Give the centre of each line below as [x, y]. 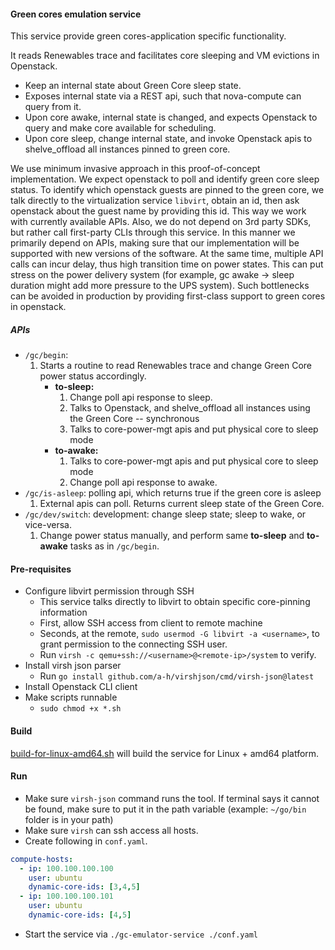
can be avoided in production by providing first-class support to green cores [168, 296]
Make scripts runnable [71, 697]
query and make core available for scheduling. [120, 128]
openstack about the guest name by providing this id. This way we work [158, 211]
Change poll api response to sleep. [141, 397]
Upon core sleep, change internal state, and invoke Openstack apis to [168, 139]
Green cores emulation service [76, 14]
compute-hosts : [42, 859]
